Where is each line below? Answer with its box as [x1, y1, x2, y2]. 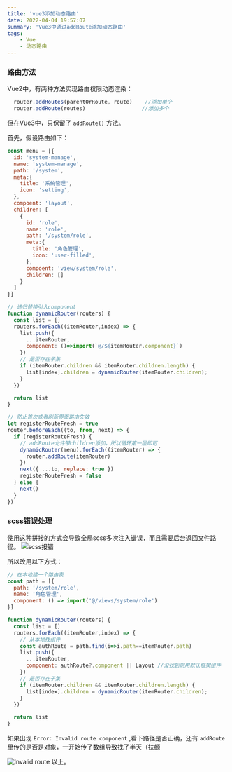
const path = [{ [7, 578, 55, 585]
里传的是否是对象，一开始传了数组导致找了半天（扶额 [7, 743, 161, 751]
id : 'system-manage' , [13, 154, 77, 161]
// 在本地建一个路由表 [7, 571, 64, 578]
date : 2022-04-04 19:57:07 [7, 17, 86, 24]
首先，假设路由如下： [7, 134, 68, 142]
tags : [7, 29, 23, 37]
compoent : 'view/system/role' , [25, 264, 117, 272]
